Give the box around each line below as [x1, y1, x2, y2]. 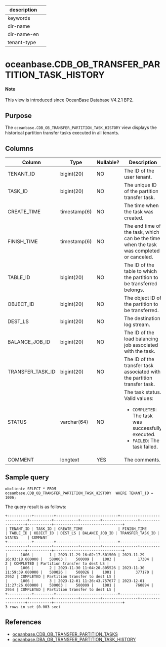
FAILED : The [132, 437, 160, 444]
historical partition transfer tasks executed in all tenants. [5, 130, 120, 136]
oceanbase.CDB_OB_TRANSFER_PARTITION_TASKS [12, 631, 118, 637]
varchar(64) [60, 419, 88, 426]
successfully [132, 425, 162, 432]
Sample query [5, 473, 49, 482]
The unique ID [124, 182, 157, 189]
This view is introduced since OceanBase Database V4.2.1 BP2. [5, 97, 134, 103]
